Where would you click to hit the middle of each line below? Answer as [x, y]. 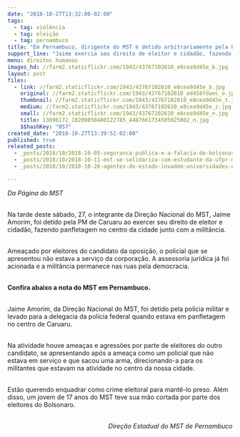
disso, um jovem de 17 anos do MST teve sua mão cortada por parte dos [114, 397]
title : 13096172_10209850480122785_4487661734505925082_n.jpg [115, 120]
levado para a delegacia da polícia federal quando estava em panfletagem [116, 316]
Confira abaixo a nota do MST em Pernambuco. [79, 287]
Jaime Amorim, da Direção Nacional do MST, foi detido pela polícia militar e [119, 309]
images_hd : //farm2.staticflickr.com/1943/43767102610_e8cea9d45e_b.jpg [118, 67]
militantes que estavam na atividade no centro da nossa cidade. [101, 368]
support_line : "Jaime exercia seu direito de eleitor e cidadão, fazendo [120, 54]
